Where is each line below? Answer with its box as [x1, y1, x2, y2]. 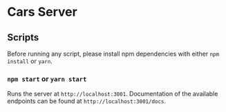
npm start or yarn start [7, 74, 87, 83]
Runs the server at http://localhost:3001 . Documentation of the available [7, 90, 218, 98]
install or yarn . [7, 57, 53, 65]
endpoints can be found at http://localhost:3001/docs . [7, 97, 167, 105]
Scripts [7, 32, 39, 43]
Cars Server [7, 4, 77, 20]
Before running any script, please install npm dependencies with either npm [7, 49, 220, 58]
